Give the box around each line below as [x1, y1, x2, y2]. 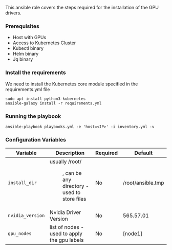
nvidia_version [8, 213, 45, 219]
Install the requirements [5, 69, 66, 76]
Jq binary [12, 56, 33, 62]
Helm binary [12, 51, 39, 57]
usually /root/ [49, 158, 82, 165]
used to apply [49, 230, 83, 237]
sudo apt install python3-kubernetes [5, 96, 86, 101]
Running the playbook [5, 113, 61, 120]
